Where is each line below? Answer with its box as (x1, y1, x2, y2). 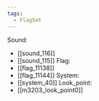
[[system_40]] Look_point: (17, 78, 92, 86)
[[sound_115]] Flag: (17, 56, 71, 64)
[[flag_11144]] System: (17, 71, 80, 80)
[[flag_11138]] (17, 64, 55, 72)
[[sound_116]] (17, 49, 55, 57)
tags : (7, 10, 23, 17)
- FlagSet (13, 17, 42, 24)
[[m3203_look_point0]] (17, 86, 83, 94)
